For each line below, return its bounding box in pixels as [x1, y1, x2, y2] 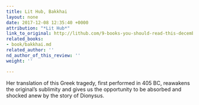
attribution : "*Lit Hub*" [6, 25, 70, 31]
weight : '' [6, 58, 33, 64]
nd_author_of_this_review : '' [6, 52, 81, 58]
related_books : [6, 36, 44, 42]
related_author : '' [6, 47, 54, 53]
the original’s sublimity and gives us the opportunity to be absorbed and [6, 86, 182, 93]
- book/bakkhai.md [6, 42, 52, 48]
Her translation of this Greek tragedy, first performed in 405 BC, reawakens [6, 79, 191, 86]
